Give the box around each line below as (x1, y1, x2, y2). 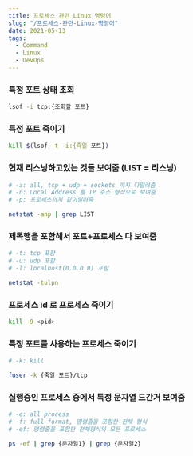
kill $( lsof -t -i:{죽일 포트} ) (8, 142, 109, 150)
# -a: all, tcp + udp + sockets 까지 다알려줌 (8, 181, 156, 189)
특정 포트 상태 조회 (8, 84, 75, 95)
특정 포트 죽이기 (8, 123, 65, 134)
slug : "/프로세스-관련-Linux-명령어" (8, 19, 119, 27)
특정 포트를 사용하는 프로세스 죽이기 (8, 338, 137, 349)
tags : (8, 34, 26, 42)
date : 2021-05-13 (8, 26, 66, 34)
